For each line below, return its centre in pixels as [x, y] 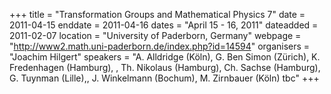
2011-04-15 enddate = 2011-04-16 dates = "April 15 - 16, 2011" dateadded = [164, 25]
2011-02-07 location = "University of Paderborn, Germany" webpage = [155, 35]
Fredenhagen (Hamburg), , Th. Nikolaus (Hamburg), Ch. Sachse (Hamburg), [165, 67]
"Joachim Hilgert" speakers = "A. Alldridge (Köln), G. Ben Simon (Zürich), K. [165, 57]
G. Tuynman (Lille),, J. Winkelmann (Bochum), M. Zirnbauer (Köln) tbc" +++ [164, 78]
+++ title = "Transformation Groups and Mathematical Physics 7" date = [157, 14]
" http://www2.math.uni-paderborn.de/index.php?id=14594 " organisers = [160, 46]
